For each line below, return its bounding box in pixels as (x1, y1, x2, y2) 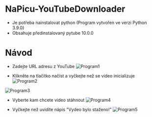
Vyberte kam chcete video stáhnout (12, 97, 85, 103)
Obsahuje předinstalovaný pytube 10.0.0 (12, 30, 94, 36)
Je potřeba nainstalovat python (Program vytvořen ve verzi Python (12, 20, 147, 25)
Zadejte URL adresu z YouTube (12, 63, 75, 69)
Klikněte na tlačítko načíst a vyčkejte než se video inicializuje (12, 72, 135, 79)
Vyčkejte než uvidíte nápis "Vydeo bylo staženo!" (12, 106, 112, 112)
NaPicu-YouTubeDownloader (5, 3, 126, 15)
